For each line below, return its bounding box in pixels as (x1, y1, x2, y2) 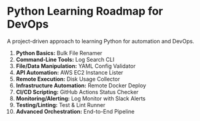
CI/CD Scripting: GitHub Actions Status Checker (15, 88, 139, 95)
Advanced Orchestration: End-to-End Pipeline (15, 108, 135, 115)
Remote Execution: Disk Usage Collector (15, 75, 120, 82)
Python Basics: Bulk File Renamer (15, 49, 103, 56)
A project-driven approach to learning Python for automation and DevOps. (7, 37, 194, 45)
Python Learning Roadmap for (7, 4, 163, 18)
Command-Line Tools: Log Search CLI (15, 56, 115, 63)
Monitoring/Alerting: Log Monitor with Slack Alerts (15, 95, 146, 102)
